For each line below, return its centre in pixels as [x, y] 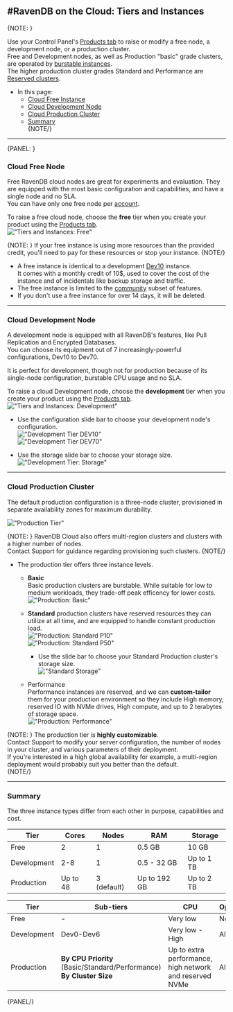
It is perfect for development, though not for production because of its [107, 371]
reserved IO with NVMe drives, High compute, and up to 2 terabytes [125, 706]
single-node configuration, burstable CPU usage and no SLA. [95, 378]
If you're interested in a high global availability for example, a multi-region [112, 757]
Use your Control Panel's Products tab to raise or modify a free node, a [109, 42]
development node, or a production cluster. [69, 49]
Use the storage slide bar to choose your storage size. [95, 455]
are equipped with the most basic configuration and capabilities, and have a [115, 189]
